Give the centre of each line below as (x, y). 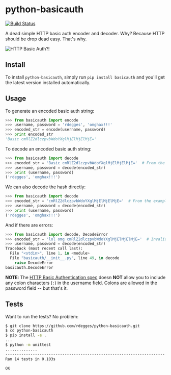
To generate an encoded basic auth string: (50, 111)
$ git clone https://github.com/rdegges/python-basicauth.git (73, 326)
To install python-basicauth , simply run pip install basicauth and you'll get (85, 77)
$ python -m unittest (28, 345)
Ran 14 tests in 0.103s (31, 359)
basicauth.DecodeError (29, 267)
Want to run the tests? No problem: (42, 316)
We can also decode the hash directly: (45, 187)
